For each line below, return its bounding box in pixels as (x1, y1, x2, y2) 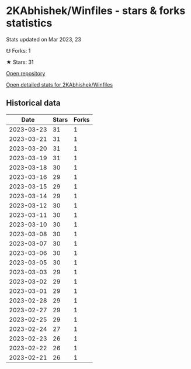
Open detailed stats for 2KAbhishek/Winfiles (6, 81, 113, 88)
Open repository (6, 70, 46, 77)
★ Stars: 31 (6, 58, 34, 65)
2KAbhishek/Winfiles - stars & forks (6, 4, 186, 18)
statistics (6, 16, 53, 30)
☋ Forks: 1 (6, 47, 31, 54)
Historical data (6, 98, 61, 108)
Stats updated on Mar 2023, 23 (6, 36, 82, 43)
